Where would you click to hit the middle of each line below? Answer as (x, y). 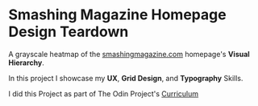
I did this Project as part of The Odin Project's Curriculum (104, 93)
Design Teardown (69, 32)
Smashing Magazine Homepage (118, 15)
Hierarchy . (26, 63)
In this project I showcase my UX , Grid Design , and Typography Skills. (126, 78)
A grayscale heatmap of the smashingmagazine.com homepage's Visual (129, 54)
